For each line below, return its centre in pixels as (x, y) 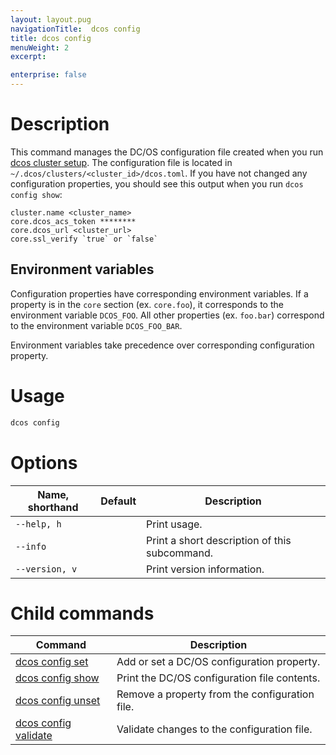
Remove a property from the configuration (215, 694)
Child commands (82, 613)
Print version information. (205, 569)
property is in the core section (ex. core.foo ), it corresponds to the (147, 304)
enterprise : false (48, 75)
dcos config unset (58, 701)
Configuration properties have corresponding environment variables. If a (159, 293)
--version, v (46, 569)
